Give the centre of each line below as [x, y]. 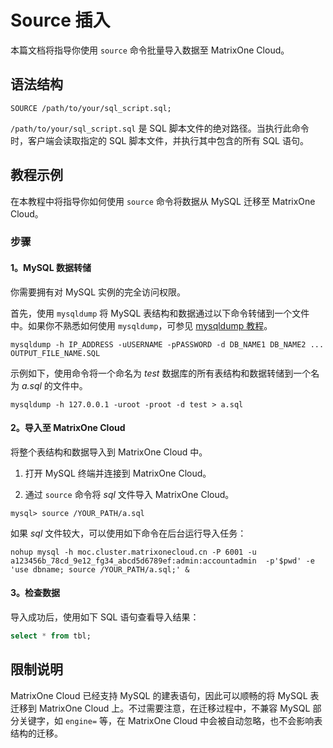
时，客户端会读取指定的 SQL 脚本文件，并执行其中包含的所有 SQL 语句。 [159, 140]
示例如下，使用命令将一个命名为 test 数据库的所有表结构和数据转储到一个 [161, 373]
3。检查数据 [35, 593]
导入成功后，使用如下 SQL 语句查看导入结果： [105, 617]
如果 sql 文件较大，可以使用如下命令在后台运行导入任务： [128, 533]
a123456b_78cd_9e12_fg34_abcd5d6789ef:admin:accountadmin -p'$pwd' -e [162, 561]
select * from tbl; [51, 636]
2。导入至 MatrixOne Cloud [68, 428]
